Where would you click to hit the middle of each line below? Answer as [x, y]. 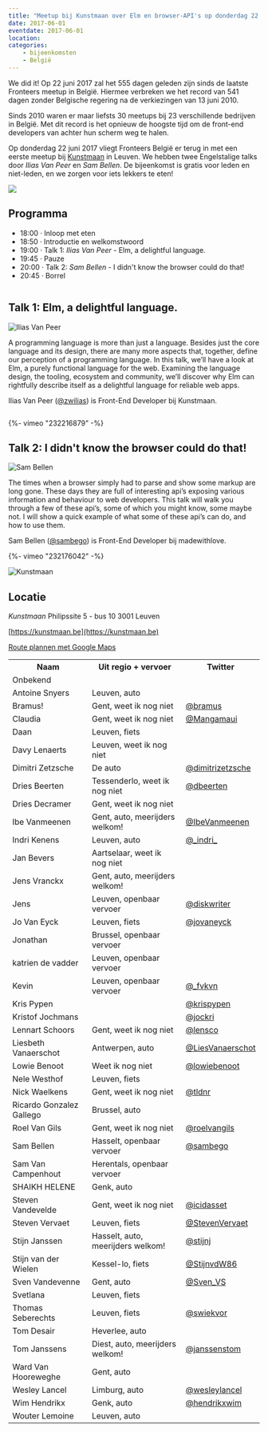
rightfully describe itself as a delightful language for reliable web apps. [124, 385]
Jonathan [30, 940]
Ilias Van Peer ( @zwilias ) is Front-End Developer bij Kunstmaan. [113, 400]
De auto [106, 768]
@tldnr [198, 1092]
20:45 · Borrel [43, 275]
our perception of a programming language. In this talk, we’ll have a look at [131, 359]
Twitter [221, 667]
